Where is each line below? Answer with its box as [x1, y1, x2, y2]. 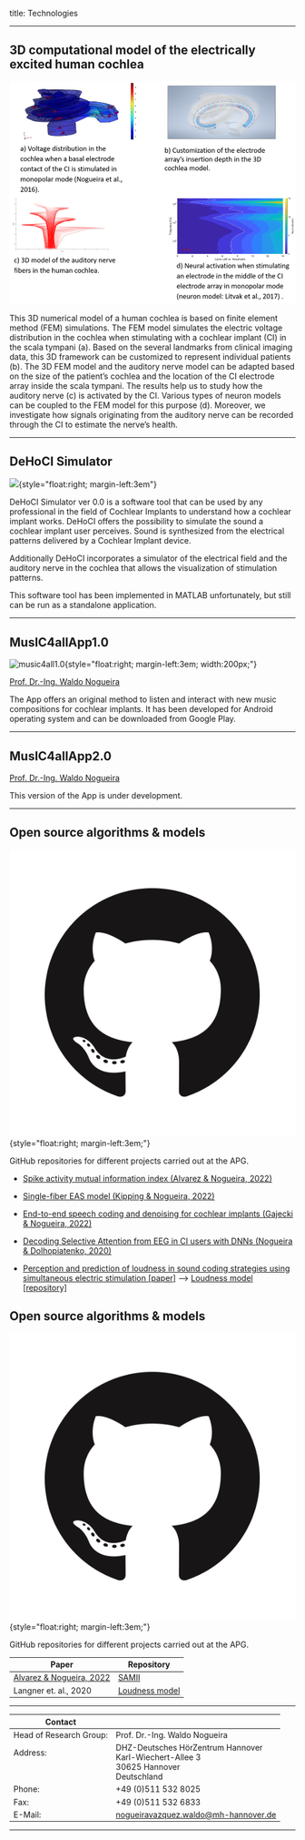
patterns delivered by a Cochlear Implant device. [9, 535, 192, 546]
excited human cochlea [9, 56, 144, 72]
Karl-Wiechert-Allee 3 [115, 1752, 202, 1763]
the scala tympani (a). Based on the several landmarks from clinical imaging [9, 341, 293, 352]
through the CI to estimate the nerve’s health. [9, 419, 179, 430]
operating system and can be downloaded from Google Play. [9, 714, 236, 725]
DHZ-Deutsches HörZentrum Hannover [115, 1743, 263, 1754]
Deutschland [115, 1771, 163, 1783]
